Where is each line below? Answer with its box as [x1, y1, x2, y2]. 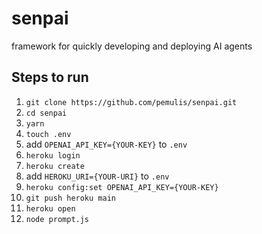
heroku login [25, 150, 81, 161]
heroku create [25, 161, 85, 171]
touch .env [25, 129, 72, 139]
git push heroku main [25, 193, 116, 203]
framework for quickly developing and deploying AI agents [11, 40, 253, 52]
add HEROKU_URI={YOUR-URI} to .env [25, 170, 170, 182]
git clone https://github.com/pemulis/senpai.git [25, 97, 238, 107]
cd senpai [25, 108, 68, 118]
